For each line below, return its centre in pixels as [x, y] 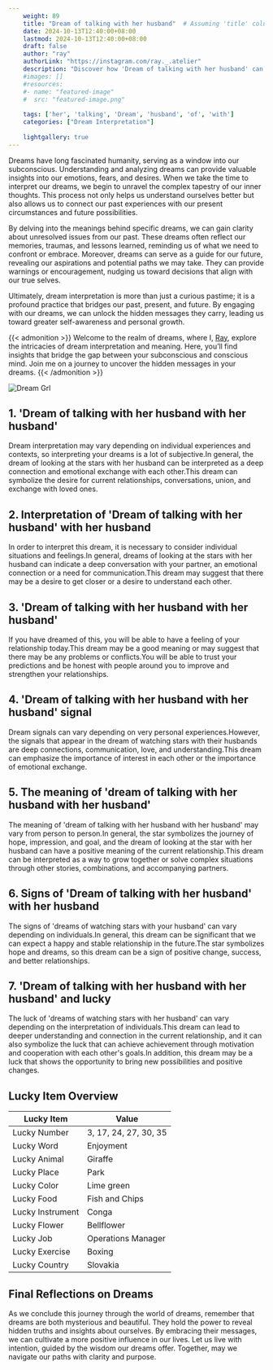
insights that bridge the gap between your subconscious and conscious [128, 354]
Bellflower [106, 1225]
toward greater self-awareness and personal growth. [97, 322]
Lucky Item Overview [63, 1096]
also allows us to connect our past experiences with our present [116, 204]
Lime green [108, 1186]
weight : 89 [41, 16]
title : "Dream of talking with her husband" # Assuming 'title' [136, 24]
